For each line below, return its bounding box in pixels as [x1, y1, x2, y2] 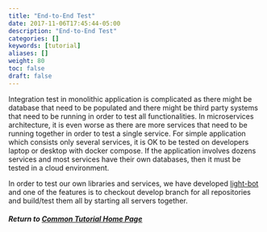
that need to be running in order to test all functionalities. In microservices [8, 111, 254, 121]
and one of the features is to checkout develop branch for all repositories [8, 187, 252, 196]
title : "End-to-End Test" [8, 11, 95, 20]
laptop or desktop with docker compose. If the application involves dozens [8, 146, 257, 155]
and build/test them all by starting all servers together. [8, 196, 188, 205]
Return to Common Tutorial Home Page [8, 214, 143, 224]
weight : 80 [8, 57, 45, 65]
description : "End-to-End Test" [8, 27, 117, 35]
